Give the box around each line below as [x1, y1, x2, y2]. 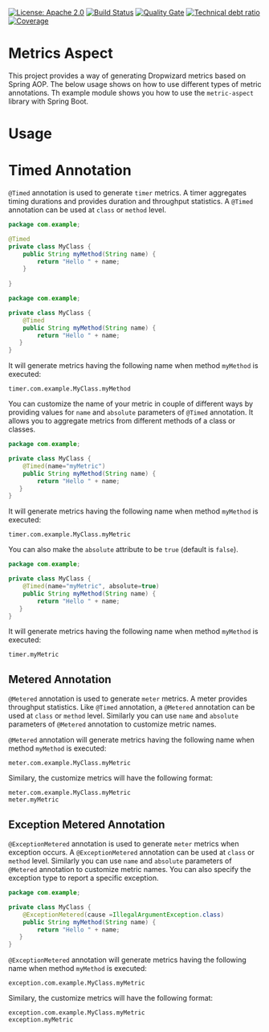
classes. [8, 424, 36, 434]
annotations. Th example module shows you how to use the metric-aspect [8, 88, 255, 97]
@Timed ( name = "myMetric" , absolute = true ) [22, 583, 160, 591]
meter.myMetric [8, 796, 59, 804]
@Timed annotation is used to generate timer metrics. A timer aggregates [8, 188, 247, 198]
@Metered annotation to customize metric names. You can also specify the [8, 865, 251, 874]
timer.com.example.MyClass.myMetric [8, 530, 131, 539]
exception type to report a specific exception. [8, 873, 159, 883]
